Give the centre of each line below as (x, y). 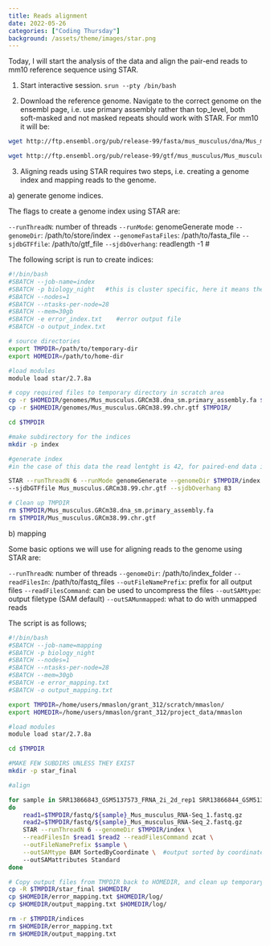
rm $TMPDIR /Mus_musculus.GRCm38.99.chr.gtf (82, 518)
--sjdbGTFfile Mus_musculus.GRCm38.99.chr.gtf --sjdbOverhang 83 (120, 488)
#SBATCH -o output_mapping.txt (61, 690)
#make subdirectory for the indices (70, 437)
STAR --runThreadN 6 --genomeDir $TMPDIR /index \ (108, 830)
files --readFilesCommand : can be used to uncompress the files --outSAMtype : (135, 590)
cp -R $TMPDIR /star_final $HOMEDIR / (70, 890)
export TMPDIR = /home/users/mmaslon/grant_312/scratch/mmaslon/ (117, 705)
